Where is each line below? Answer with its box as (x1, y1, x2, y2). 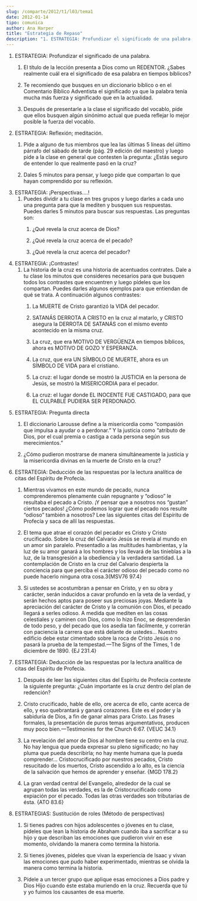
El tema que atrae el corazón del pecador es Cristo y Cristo (23, 529, 167, 536)
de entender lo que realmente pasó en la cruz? (23, 160, 137, 167)
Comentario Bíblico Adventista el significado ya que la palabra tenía (23, 88, 188, 95)
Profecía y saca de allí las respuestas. (23, 518, 115, 525)
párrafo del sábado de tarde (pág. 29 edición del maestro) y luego (23, 147, 184, 154)
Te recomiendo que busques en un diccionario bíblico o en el (23, 82, 172, 89)
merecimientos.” (23, 440, 64, 446)
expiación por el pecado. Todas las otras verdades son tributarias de (23, 792, 190, 799)
